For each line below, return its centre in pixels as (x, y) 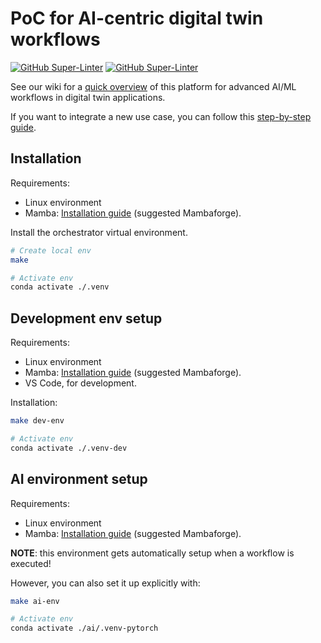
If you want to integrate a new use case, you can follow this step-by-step (161, 116)
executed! (31, 563)
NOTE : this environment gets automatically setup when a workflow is (152, 553)
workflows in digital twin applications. (88, 97)
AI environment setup (79, 479)
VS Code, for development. (80, 383)
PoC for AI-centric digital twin (137, 18)
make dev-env (37, 421)
